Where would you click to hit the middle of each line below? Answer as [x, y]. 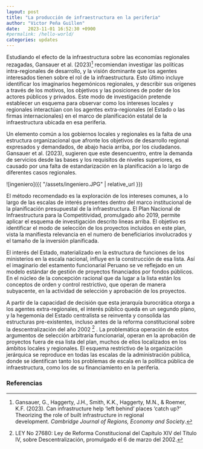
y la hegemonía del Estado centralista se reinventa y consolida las [88, 315]
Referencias [24, 383]
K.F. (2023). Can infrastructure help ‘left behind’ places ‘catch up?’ [98, 409]
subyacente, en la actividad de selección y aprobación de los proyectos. [96, 291]
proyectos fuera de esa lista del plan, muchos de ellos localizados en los [96, 342]
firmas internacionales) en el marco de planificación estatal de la [87, 116]
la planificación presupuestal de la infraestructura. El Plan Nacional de [93, 208]
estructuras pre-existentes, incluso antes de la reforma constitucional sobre [101, 322]
